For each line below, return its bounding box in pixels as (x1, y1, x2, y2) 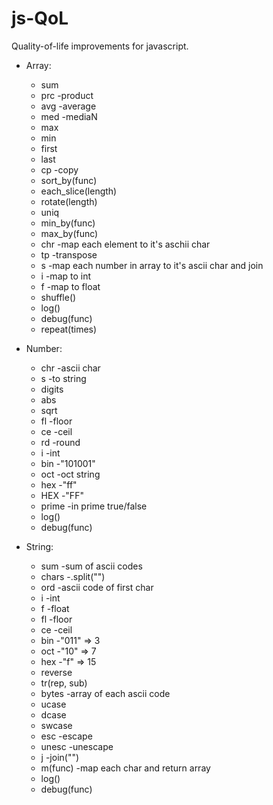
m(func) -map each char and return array (40, 762, 211, 774)
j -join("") (40, 751, 80, 763)
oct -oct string (40, 468, 101, 480)
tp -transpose (40, 248, 98, 261)
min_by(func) (40, 217, 96, 229)
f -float (40, 602, 70, 614)
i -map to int (40, 270, 92, 282)
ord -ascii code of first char (40, 581, 154, 593)
